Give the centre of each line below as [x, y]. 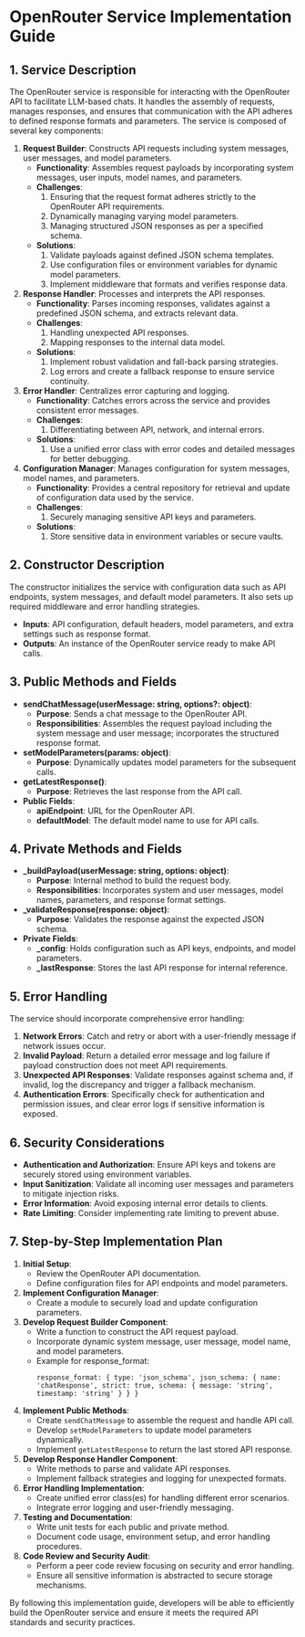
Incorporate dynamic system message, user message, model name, [163, 1341]
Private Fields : [51, 939]
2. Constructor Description [87, 565]
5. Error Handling [58, 997]
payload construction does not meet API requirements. [125, 1065]
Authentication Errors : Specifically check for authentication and [144, 1095]
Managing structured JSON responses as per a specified [157, 226]
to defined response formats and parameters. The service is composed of [148, 121]
